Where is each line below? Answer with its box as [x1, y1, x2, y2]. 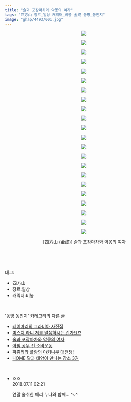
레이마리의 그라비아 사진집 [12, 323, 64, 330]
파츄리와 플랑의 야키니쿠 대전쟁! [12, 349, 74, 355]
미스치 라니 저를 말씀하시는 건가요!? [12, 330, 81, 336]
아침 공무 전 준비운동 [12, 343, 53, 349]
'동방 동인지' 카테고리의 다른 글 [5, 313, 65, 319]
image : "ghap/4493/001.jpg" [5, 17, 64, 22]
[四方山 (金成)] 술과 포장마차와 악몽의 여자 [43, 239, 126, 245]
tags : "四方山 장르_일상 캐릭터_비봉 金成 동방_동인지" [5, 12, 106, 17]
